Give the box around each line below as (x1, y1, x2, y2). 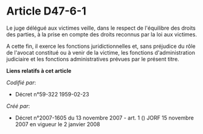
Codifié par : (6, 79, 36, 86)
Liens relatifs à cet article (6, 67, 72, 74)
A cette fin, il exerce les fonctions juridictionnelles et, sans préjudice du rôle (6, 42, 196, 50)
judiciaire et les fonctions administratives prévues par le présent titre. (6, 55, 179, 62)
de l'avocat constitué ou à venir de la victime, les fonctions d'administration (6, 49, 196, 56)
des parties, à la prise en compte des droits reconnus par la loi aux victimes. (6, 30, 198, 38)
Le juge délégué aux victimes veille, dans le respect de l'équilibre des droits (6, 24, 196, 32)
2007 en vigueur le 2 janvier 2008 (15, 120, 100, 128)
